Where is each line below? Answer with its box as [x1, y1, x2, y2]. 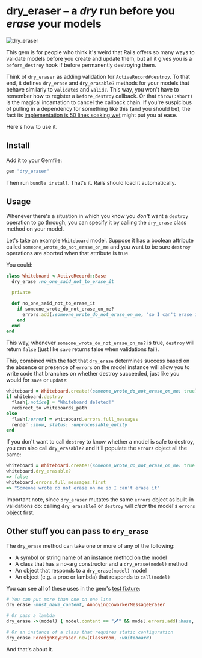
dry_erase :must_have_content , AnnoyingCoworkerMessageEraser [6, 602, 165, 608]
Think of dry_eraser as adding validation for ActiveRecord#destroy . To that [6, 73, 191, 80]
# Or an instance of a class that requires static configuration [6, 629, 173, 635]
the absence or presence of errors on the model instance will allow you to [6, 364, 191, 371]
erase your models [6, 17, 102, 31]
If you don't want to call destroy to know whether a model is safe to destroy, [6, 438, 195, 445]
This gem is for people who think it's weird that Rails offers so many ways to [6, 48, 195, 55]
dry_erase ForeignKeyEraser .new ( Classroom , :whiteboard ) [6, 635, 152, 641]
